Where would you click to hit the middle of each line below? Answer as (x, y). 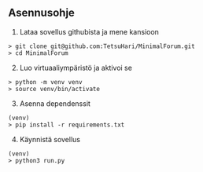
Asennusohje (41, 13)
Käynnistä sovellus (50, 139)
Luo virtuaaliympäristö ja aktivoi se (76, 68)
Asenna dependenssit (55, 103)
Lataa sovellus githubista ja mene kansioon (89, 31)
